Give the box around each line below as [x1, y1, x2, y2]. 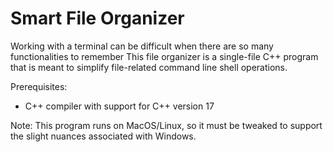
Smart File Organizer [10, 7, 185, 30]
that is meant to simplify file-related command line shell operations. [10, 61, 288, 73]
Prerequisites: [10, 80, 68, 92]
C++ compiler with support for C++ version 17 [24, 100, 215, 112]
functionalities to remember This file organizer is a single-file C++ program [10, 50, 319, 62]
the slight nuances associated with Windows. [10, 130, 197, 142]
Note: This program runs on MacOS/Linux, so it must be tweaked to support [10, 119, 323, 131]
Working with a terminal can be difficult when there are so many [10, 40, 274, 52]
